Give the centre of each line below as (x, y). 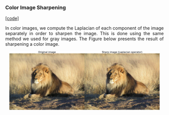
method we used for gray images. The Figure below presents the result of (84, 39)
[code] (12, 19)
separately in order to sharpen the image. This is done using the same (84, 34)
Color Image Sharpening (36, 8)
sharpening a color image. (32, 44)
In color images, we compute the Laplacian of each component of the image (84, 28)
